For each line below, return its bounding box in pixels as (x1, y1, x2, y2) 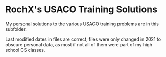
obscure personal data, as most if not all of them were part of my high (5, 41, 152, 47)
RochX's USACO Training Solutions (5, 4, 157, 15)
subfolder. (5, 26, 27, 32)
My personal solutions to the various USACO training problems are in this (5, 21, 159, 27)
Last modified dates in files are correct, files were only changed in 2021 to (5, 36, 161, 42)
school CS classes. (5, 47, 45, 53)
